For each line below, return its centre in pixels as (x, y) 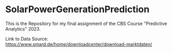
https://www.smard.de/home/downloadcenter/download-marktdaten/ (79, 44)
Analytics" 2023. (23, 29)
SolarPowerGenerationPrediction (78, 9)
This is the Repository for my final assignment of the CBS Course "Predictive (86, 23)
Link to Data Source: (27, 39)
